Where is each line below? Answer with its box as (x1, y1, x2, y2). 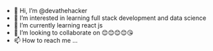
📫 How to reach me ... (13, 37, 78, 44)
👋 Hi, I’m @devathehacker (13, 7, 88, 14)
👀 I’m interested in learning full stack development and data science (13, 14, 207, 22)
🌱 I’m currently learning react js (13, 21, 103, 29)
